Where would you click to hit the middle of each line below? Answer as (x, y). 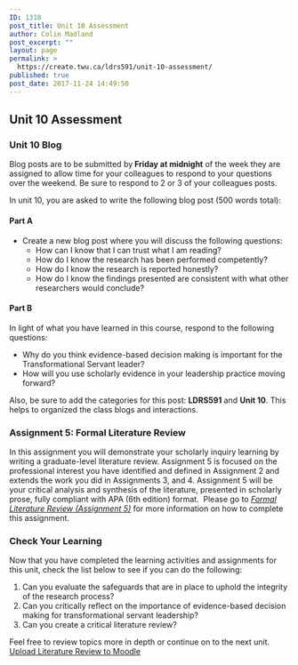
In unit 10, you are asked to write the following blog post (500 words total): (145, 200)
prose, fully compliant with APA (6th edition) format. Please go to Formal (143, 500)
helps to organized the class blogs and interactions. (104, 409)
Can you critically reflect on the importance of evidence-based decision (154, 606)
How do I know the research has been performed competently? (152, 260)
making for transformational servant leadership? (110, 615)
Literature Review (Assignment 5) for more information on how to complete (146, 509)
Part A (21, 220)
